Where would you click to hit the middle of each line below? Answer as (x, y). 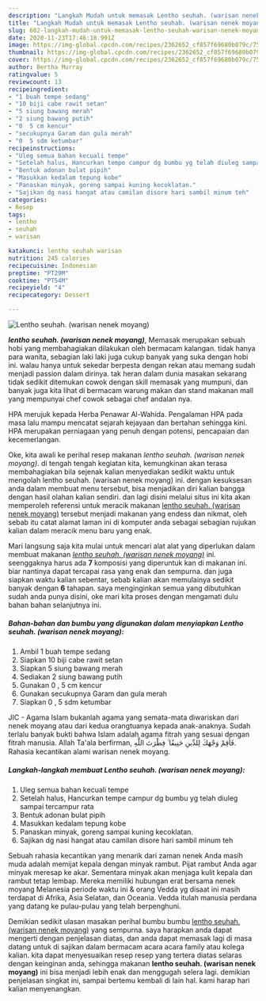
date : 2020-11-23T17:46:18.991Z (61, 38)
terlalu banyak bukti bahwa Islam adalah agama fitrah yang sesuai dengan (129, 734)
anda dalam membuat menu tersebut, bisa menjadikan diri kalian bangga (127, 489)
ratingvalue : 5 (33, 75)
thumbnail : (26, 52)
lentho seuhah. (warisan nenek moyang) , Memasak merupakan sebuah (127, 340)
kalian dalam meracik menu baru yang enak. (80, 531)
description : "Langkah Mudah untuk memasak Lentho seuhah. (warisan (123, 15)
